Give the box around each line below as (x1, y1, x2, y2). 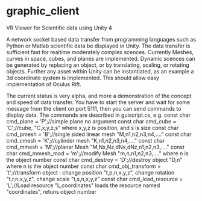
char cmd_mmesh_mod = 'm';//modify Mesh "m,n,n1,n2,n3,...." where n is (6, 149, 189, 157)
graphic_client (6, 4, 80, 18)
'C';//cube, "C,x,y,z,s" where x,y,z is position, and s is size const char (6, 124, 179, 131)
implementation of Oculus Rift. (6, 80, 81, 88)
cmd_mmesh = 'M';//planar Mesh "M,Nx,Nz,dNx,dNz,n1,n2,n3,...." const (6, 143, 185, 150)
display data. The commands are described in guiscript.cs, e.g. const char (6, 111, 191, 119)
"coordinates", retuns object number (6, 188, 97, 195)
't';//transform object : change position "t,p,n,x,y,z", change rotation (6, 169, 175, 176)
